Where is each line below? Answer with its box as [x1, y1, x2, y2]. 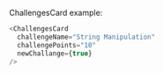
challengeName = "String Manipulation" [17, 33, 156, 41]
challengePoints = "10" [17, 40, 97, 49]
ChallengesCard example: [9, 8, 103, 18]
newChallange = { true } [17, 48, 93, 58]
